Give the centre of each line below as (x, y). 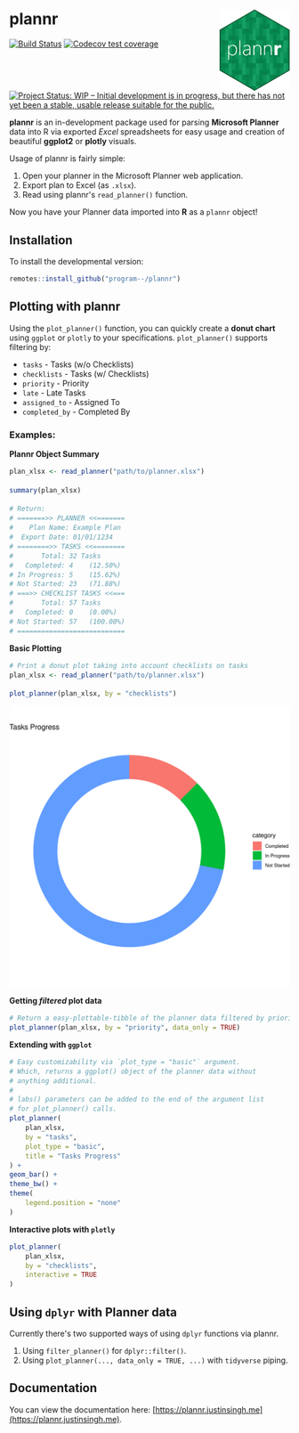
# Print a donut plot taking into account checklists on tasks (129, 665)
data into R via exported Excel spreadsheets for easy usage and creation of (147, 132)
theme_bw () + (33, 1185)
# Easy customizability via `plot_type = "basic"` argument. (125, 1062)
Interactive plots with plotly (62, 1229)
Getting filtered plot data (56, 1001)
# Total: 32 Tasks (55, 556)
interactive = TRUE (61, 1275)
